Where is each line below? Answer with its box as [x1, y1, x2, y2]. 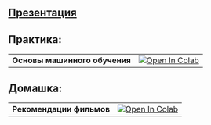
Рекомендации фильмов [12, 104, 111, 115]
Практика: [8, 33, 62, 46]
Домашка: [8, 81, 63, 95]
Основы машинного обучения [12, 55, 132, 66]
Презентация [8, 6, 77, 20]
